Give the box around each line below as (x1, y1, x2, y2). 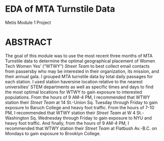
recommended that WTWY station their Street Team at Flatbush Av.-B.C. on (5, 125, 158, 131)
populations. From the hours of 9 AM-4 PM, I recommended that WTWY (5, 94, 150, 100)
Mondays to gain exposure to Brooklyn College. (5, 130, 101, 136)
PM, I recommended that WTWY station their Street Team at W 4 (5, 110, 136, 116)
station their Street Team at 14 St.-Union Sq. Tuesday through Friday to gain (5, 99, 158, 105)
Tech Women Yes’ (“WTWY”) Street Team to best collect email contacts (5, 63, 150, 69)
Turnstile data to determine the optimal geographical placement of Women (5, 58, 156, 64)
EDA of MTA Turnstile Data (5, 3, 115, 15)
